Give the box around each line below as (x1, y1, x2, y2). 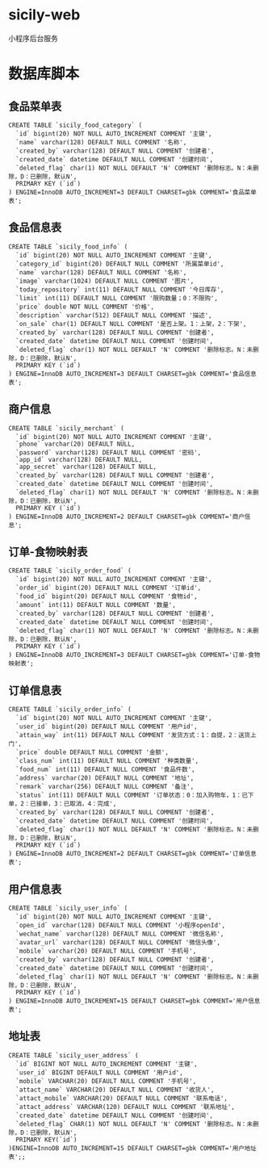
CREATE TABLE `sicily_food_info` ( (8, 242, 128, 251)
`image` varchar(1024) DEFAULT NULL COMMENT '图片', (15, 277, 195, 285)
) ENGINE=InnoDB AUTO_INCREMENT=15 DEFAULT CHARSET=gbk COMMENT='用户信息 (8, 997, 261, 1005)
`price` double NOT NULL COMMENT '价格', (15, 303, 155, 311)
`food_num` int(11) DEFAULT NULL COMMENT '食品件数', (15, 765, 195, 774)
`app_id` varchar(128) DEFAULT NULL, (15, 455, 143, 463)
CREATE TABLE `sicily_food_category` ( (8, 121, 143, 129)
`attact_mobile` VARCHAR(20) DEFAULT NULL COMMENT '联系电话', (15, 1094, 228, 1103)
